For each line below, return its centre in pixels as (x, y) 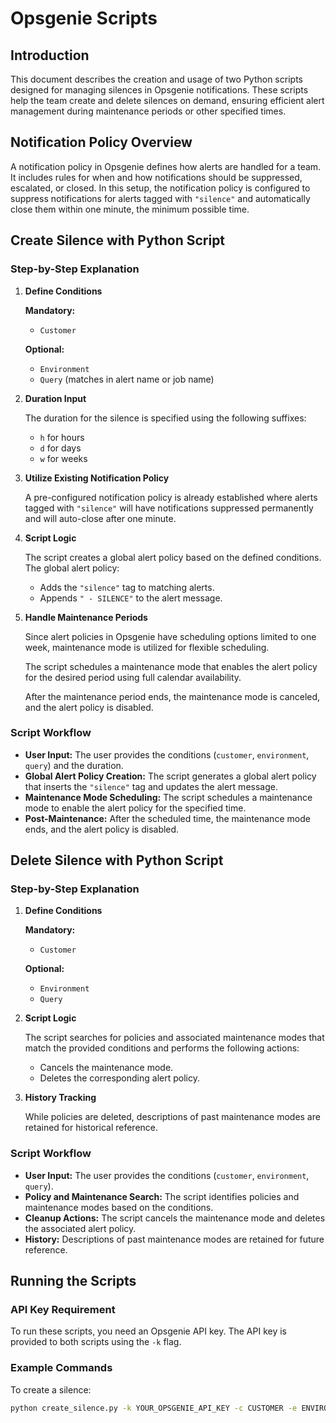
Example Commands (61, 1368)
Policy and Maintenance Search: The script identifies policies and (162, 1196)
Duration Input (55, 398)
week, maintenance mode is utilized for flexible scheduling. (147, 647)
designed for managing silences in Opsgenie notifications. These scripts (159, 90)
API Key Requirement (63, 1310)
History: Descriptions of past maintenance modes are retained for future (174, 1239)
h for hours (62, 437)
